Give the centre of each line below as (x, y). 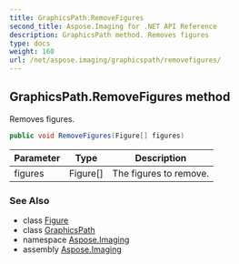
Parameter (37, 157)
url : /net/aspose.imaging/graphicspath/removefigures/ (115, 60)
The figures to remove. (161, 173)
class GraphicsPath (59, 229)
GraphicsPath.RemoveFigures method (120, 97)
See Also (30, 200)
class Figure (45, 220)
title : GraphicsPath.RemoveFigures (77, 18)
